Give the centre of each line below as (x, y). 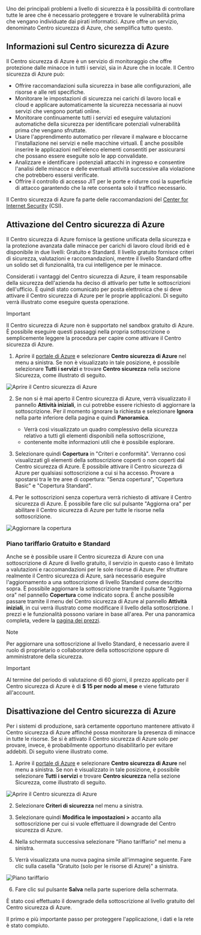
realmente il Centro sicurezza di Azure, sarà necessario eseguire (86, 576)
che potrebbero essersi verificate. (57, 175)
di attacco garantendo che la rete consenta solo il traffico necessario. (101, 187)
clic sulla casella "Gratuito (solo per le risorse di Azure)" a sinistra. (97, 866)
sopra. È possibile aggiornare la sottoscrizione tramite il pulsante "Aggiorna (99, 588)
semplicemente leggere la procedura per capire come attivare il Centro (94, 338)
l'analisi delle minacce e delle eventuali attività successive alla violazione (105, 168)
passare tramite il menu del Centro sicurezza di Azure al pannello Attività (97, 601)
